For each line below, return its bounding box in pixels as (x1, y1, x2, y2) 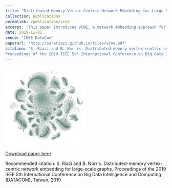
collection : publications (5, 13, 60, 19)
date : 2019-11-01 (5, 30, 42, 35)
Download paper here (5, 150, 51, 156)
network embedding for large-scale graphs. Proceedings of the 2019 (21, 165, 166, 172)
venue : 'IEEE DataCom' (5, 35, 54, 40)
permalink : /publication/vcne (5, 19, 70, 24)
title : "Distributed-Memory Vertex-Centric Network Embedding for (5, 8, 150, 13)
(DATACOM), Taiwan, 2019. (5, 177, 62, 183)
